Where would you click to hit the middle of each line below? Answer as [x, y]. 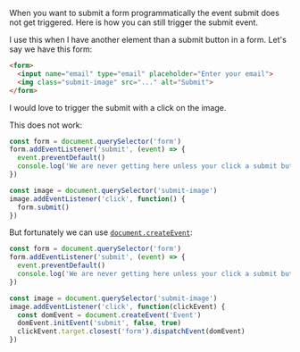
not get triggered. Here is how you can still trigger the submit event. [134, 22]
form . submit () [43, 207]
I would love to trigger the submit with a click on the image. [118, 107]
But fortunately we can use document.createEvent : [101, 232]
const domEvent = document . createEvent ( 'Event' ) [109, 315]
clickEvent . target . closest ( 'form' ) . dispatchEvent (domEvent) [131, 331]
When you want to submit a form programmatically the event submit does [144, 13]
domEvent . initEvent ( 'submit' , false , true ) [99, 323]
